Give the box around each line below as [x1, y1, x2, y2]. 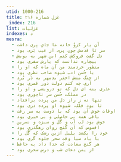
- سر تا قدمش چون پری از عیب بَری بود [11, 47, 106, 53]
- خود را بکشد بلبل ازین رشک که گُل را [11, 130, 108, 136]
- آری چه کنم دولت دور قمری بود [11, 81, 92, 87]
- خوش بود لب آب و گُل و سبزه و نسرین [11, 119, 106, 125]
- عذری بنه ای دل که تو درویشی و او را [11, 86, 111, 92]
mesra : [6, 36, 23, 42]
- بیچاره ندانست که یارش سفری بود [11, 58, 97, 64]
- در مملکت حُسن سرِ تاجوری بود [11, 91, 86, 97]
